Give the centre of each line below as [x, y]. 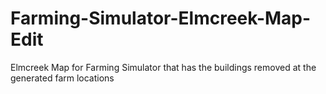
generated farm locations [62, 78]
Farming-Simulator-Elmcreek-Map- [161, 18]
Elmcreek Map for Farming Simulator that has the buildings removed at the [163, 67]
